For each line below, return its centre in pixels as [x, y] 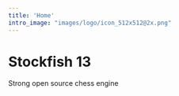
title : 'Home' [32, 15]
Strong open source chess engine [63, 83]
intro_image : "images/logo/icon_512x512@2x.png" [90, 23]
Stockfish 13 [50, 62]
